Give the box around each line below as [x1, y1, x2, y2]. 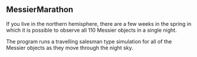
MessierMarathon [6, 5, 74, 15]
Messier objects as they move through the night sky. [6, 44, 134, 51]
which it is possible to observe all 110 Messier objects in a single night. [6, 26, 177, 33]
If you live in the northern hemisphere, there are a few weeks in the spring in [6, 20, 192, 27]
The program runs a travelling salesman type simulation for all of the [6, 38, 172, 45]
